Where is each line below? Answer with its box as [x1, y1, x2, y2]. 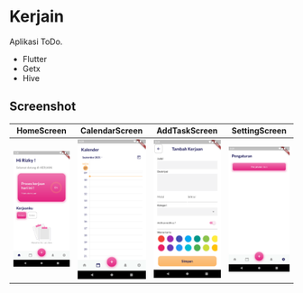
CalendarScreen [80, 125, 143, 136]
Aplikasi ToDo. [9, 36, 63, 47]
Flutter [22, 53, 48, 64]
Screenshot [9, 99, 77, 114]
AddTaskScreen [156, 125, 218, 136]
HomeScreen [16, 125, 67, 136]
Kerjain [9, 6, 65, 27]
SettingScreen [231, 125, 287, 136]
